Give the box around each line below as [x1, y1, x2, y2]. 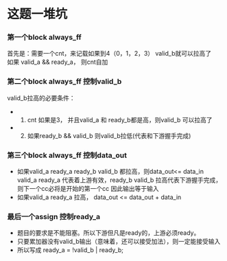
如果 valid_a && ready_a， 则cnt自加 [7, 58, 108, 66]
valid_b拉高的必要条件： [7, 93, 75, 102]
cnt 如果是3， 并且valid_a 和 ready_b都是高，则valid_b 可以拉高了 [27, 115, 213, 124]
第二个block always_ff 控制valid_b [7, 77, 122, 87]
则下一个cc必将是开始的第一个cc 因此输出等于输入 [16, 185, 159, 193]
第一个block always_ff [7, 32, 82, 42]
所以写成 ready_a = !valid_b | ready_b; [16, 246, 123, 254]
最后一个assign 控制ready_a [7, 212, 101, 221]
